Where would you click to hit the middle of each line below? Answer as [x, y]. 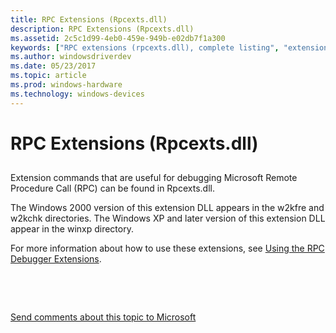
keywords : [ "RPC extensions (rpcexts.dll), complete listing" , [145, 47]
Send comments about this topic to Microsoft [103, 317]
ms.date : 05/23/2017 [53, 66]
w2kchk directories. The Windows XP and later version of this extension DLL [168, 218]
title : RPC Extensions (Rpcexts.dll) [89, 19]
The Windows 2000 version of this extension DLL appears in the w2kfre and [167, 208]
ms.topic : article [48, 76]
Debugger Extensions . [56, 259]
